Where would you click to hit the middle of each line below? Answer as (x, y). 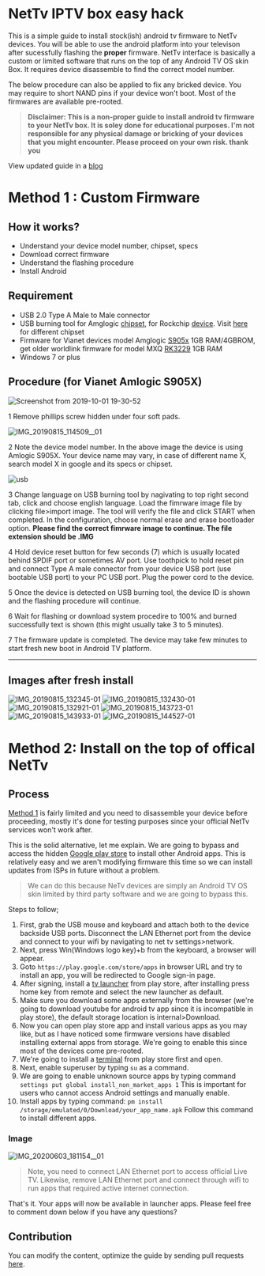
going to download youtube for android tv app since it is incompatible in (136, 1009)
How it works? (44, 227)
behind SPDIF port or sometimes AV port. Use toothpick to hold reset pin (126, 560)
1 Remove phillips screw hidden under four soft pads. (94, 416)
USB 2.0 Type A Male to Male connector (85, 315)
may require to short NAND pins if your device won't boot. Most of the (122, 93)
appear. (32, 959)
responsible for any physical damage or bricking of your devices (135, 133)
